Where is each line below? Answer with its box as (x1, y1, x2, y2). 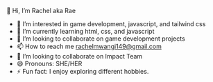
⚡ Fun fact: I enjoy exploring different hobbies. (16, 68, 149, 75)
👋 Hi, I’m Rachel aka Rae (6, 7, 76, 14)
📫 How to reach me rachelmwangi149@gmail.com (16, 42, 162, 50)
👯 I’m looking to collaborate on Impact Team (16, 52, 143, 60)
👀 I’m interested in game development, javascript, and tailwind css (16, 20, 206, 28)
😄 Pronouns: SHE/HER (16, 59, 83, 68)
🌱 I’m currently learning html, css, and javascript (16, 28, 155, 35)
